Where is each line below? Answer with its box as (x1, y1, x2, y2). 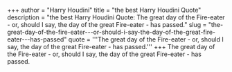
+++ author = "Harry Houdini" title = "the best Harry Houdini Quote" (7, 6, 202, 14)
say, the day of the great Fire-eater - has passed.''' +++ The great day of (7, 43, 215, 51)
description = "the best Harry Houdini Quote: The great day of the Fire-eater (7, 13, 225, 21)
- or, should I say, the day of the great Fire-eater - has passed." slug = (7, 21, 207, 28)
